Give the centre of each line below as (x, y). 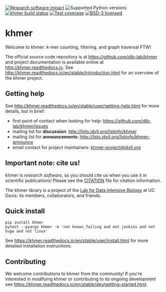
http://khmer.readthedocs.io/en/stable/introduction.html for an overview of (82, 72)
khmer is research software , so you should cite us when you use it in (76, 175)
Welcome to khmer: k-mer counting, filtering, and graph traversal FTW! (78, 47)
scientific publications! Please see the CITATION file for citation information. (83, 180)
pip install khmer (24, 222)
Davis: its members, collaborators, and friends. (53, 195)
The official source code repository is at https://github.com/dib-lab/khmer (81, 56)
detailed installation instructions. (38, 246)
